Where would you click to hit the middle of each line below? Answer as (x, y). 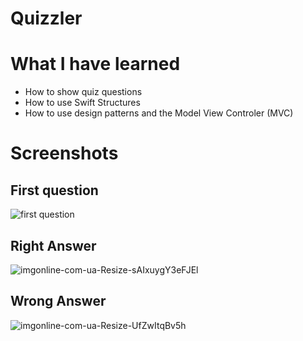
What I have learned (95, 64)
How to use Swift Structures (82, 103)
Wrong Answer (58, 301)
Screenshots (64, 153)
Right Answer (53, 245)
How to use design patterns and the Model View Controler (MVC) (159, 113)
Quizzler (46, 18)
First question (54, 190)
